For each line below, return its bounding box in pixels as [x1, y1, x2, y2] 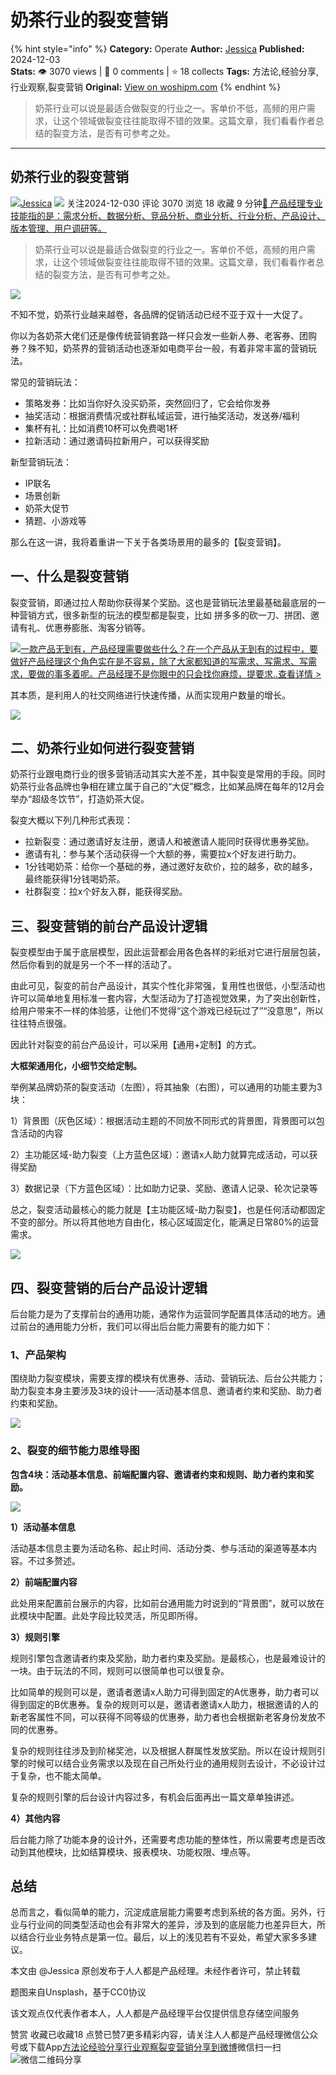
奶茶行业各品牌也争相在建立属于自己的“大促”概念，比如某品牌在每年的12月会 [10, 781, 325, 793]
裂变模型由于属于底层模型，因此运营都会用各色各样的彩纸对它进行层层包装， [10, 946, 326, 958]
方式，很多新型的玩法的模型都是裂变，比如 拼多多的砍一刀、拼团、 [36, 609, 311, 621]
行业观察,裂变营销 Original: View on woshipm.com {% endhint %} [10, 81, 282, 93]
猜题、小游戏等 [24, 514, 87, 526]
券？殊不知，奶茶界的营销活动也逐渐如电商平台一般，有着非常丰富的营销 [10, 342, 308, 354]
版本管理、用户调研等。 [10, 222, 107, 234]
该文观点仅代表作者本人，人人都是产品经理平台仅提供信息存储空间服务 [10, 2007, 300, 2020]
